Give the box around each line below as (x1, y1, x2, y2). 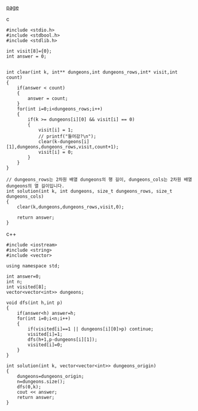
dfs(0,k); (17, 384, 42, 390)
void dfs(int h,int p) (6, 300, 63, 306)
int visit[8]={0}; (6, 48, 52, 54)
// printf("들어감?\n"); (38, 133, 97, 139)
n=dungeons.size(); (17, 379, 66, 385)
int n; (6, 279, 23, 285)
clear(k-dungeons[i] (38, 139, 90, 145)
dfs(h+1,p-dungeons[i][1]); (28, 336, 98, 342)
